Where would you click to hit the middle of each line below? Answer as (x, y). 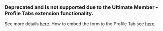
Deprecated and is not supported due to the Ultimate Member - (81, 7)
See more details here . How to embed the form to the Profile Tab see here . (80, 24)
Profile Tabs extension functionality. (49, 13)
